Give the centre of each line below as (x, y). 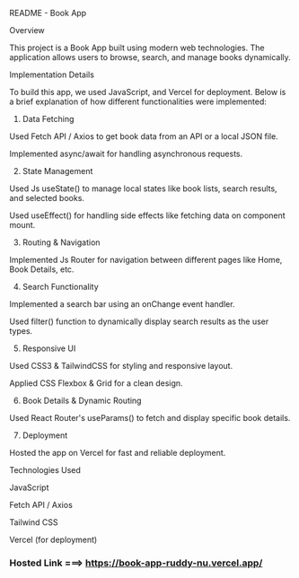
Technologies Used (45, 470)
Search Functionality (60, 287)
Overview (27, 30)
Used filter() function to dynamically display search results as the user (139, 321)
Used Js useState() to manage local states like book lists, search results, (143, 188)
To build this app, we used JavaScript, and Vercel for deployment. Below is (148, 92)
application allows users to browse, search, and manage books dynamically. (150, 57)
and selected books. (47, 198)
